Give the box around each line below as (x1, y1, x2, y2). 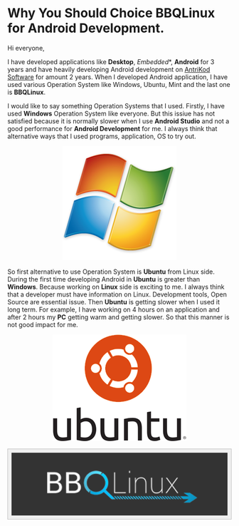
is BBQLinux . (7, 88, 46, 96)
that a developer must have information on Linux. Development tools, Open (7, 290, 228, 299)
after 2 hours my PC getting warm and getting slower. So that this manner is (7, 312, 230, 321)
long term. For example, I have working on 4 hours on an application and (7, 305, 221, 314)
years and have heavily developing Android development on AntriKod (7, 65, 211, 73)
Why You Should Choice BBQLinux (7, 5, 216, 21)
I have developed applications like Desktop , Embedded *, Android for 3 (7, 57, 215, 66)
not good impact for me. (7, 320, 78, 329)
